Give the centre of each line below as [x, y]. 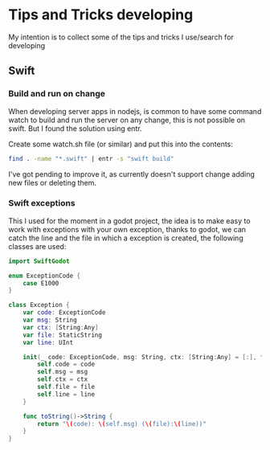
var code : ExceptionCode [64, 313]
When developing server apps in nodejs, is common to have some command [135, 111]
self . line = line [66, 394]
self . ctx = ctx [63, 379]
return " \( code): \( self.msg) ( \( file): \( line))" [122, 423]
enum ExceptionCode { [45, 276]
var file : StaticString [63, 335]
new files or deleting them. [52, 182]
